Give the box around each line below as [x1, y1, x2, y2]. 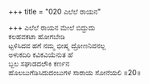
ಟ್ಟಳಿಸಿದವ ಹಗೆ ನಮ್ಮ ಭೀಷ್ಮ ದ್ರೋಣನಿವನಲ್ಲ [8, 41, 106, 50]
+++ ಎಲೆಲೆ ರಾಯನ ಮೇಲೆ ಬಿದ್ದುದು [8, 23, 96, 32]
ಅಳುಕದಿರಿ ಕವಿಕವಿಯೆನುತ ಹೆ [8, 50, 74, 59]
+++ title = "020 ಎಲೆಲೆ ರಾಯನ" [8, 7, 101, 16]
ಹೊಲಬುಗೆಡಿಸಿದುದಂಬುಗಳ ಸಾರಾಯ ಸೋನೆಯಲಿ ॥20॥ [8, 68, 142, 77]
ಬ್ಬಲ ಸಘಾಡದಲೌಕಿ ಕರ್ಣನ [8, 59, 70, 68]
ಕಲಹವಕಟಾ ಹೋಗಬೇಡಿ [8, 32, 66, 41]
